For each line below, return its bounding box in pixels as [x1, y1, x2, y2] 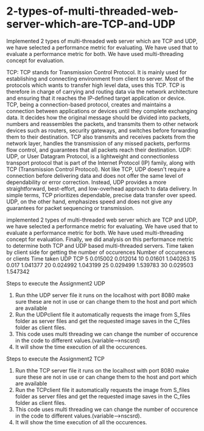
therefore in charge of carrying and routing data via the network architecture [6, 88, 199, 95]
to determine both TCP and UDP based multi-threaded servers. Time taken [6, 242, 194, 249]
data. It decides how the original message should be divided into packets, [6, 114, 191, 121]
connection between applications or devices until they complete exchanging [6, 107, 198, 114]
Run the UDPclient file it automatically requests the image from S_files [15, 310, 191, 318]
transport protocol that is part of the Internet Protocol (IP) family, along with [6, 159, 196, 166]
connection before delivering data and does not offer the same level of [6, 172, 184, 179]
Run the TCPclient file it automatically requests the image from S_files [15, 386, 190, 393]
